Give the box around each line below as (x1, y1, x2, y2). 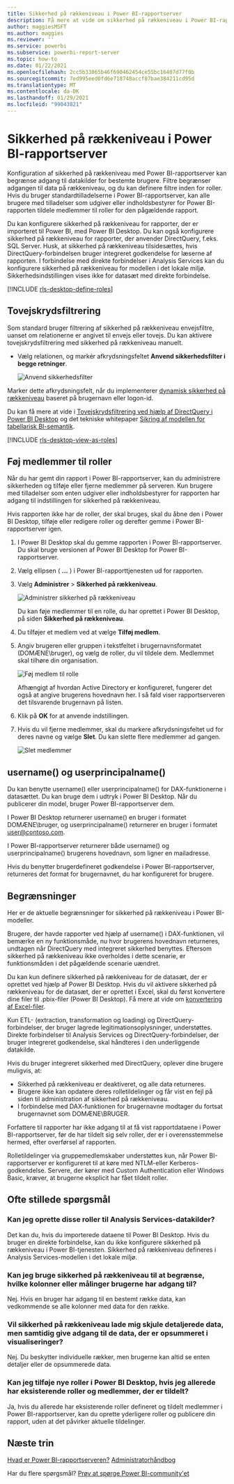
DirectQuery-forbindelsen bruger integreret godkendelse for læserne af (7, 249, 212, 257)
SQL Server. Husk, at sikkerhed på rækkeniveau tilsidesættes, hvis (7, 241, 198, 250)
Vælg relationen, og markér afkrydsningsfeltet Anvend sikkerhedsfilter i (17, 351, 226, 360)
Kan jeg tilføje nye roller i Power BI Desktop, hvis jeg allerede (7, 1378, 216, 1388)
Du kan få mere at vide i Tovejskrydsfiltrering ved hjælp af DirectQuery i (7, 407, 213, 416)
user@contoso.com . (7, 828, 65, 837)
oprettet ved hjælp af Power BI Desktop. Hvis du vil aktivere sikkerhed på (7, 980, 217, 989)
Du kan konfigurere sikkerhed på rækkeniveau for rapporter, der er (7, 219, 198, 227)
